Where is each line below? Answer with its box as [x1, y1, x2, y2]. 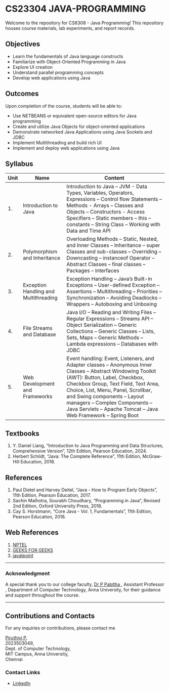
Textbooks [5, 429, 39, 438]
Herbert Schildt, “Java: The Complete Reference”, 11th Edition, [12, 453, 142, 459]
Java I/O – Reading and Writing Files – [66, 309, 156, 316]
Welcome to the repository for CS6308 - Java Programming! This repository [5, 20, 164, 26]
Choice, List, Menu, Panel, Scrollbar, [66, 386, 152, 394]
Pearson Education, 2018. [12, 514, 66, 520]
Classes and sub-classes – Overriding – [66, 248, 161, 255]
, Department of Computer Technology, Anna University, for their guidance [5, 587, 161, 593]
